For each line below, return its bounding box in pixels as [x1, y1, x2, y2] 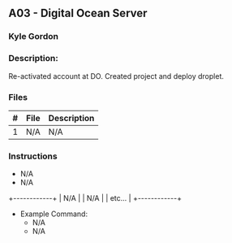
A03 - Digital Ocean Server [8, 7, 148, 20]
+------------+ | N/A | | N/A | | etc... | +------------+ [8, 193, 183, 203]
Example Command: [19, 209, 88, 219]
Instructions [8, 150, 58, 162]
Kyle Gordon [8, 31, 59, 42]
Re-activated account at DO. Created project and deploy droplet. [8, 71, 225, 80]
